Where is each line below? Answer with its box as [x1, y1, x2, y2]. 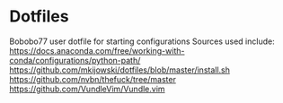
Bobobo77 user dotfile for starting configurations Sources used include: [9, 36, 276, 47]
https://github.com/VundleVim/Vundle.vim [9, 83, 165, 94]
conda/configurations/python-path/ [9, 55, 141, 65]
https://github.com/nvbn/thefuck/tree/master [9, 73, 177, 84]
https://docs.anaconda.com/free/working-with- [9, 45, 185, 56]
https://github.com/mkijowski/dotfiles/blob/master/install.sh [9, 64, 231, 75]
